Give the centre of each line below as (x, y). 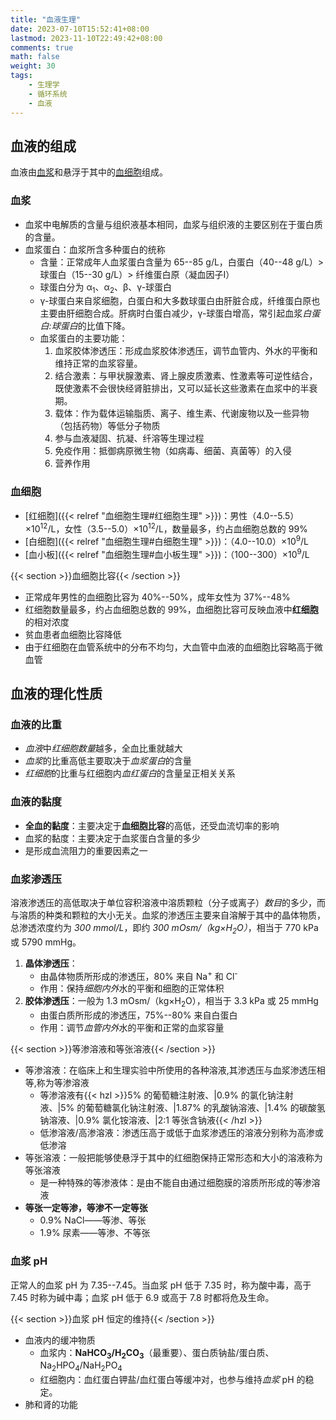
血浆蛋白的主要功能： (83, 338)
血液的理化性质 (56, 694)
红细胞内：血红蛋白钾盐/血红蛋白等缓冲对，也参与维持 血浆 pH (167, 1380)
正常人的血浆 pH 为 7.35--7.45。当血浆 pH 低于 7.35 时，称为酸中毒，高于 (161, 1285)
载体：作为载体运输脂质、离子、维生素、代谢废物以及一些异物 (182, 413)
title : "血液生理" (46, 19)
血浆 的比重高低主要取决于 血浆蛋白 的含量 (108, 761)
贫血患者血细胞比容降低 (73, 634)
